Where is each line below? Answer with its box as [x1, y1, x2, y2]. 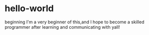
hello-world [4, 3, 54, 14]
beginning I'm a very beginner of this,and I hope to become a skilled [4, 19, 145, 25]
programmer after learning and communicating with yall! [4, 24, 120, 30]
